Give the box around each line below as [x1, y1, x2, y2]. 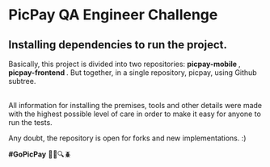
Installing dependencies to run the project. [8, 38, 228, 52]
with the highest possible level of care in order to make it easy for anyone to [8, 109, 261, 119]
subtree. [8, 77, 36, 86]
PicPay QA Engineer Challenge [8, 6, 218, 24]
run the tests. [8, 118, 53, 127]
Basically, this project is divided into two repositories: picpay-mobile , [8, 59, 241, 69]
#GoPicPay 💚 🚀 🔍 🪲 [8, 149, 72, 159]
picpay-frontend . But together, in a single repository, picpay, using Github [8, 68, 257, 77]
